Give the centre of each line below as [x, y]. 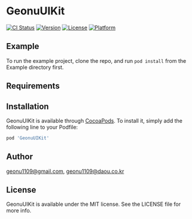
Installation [28, 106]
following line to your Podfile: [42, 127]
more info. [19, 211]
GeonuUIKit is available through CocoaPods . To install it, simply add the [94, 120]
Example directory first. [35, 67]
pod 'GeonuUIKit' [28, 138]
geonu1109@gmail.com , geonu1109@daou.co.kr [65, 171]
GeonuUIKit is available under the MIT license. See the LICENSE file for [94, 204]
